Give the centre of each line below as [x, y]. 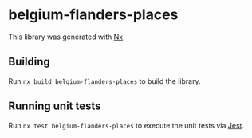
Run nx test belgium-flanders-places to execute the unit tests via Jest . [126, 125]
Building [29, 62]
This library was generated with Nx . [67, 37]
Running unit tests [55, 106]
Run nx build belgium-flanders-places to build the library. [104, 81]
